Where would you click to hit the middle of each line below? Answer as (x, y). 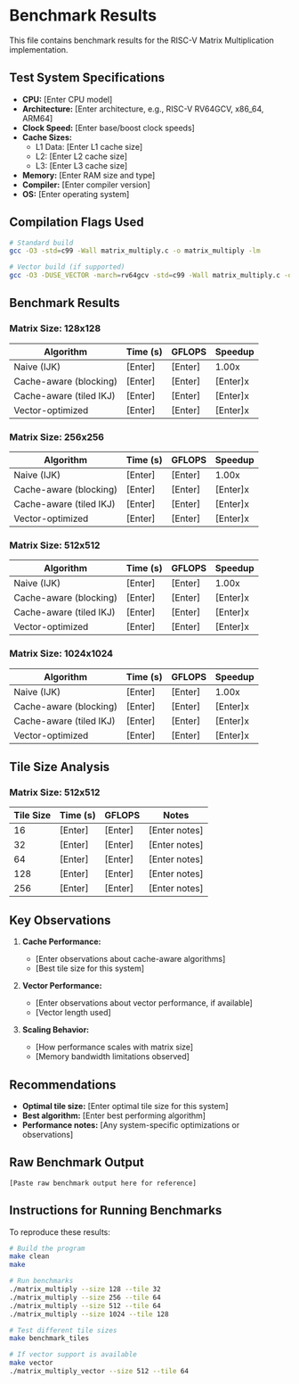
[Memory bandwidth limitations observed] (112, 1057)
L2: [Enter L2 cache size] (81, 156)
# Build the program (48, 1248)
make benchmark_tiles (49, 1338)
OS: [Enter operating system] (76, 194)
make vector (31, 1363)
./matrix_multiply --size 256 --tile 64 (85, 1297)
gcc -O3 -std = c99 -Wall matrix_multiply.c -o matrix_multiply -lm (135, 251)
